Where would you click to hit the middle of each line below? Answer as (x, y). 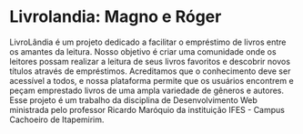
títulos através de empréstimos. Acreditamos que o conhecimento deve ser (150, 71)
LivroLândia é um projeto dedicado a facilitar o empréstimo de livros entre (148, 42)
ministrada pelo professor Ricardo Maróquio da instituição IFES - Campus (147, 109)
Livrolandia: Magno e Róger (116, 17)
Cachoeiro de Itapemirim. (57, 119)
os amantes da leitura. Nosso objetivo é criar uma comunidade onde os (143, 51)
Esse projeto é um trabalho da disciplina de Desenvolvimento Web (133, 100)
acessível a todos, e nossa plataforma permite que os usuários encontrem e (151, 80)
